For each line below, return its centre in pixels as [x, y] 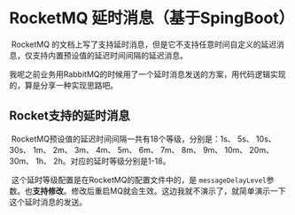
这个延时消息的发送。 [48, 202]
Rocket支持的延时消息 [70, 116]
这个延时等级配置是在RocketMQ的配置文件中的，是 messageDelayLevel [139, 180]
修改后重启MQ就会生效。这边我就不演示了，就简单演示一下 [178, 190]
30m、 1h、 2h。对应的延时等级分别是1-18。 [90, 161]
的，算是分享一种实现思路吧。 [63, 85]
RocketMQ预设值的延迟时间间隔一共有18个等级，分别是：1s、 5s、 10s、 [144, 139]
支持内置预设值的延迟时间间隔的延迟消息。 [110, 55]
